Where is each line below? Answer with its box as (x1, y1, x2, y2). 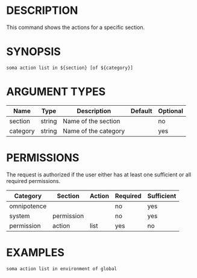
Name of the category (63, 126, 125, 135)
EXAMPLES (6, 245, 64, 259)
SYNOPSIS (6, 45, 61, 59)
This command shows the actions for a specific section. (6, 24, 145, 31)
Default (130, 106, 152, 115)
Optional (158, 106, 184, 115)
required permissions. (6, 177, 61, 184)
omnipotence (9, 202, 47, 210)
